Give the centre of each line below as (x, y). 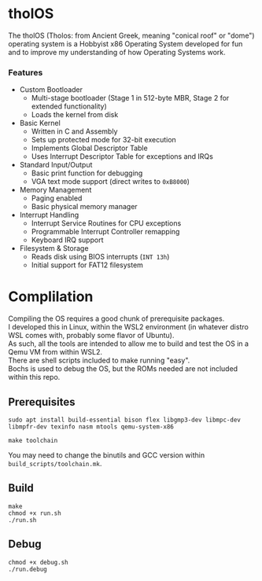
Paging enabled (57, 198)
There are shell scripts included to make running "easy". (99, 360)
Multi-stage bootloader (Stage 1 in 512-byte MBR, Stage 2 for (130, 98)
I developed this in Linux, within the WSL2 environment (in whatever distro (129, 327)
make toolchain (33, 440)
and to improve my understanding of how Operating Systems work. (117, 52)
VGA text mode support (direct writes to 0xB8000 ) (111, 182)
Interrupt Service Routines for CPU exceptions (106, 223)
